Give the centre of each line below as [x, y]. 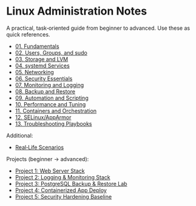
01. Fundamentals [37, 46]
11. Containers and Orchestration [56, 111]
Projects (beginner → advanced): [48, 159]
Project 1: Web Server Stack [50, 171]
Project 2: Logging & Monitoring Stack [63, 177]
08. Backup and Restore [45, 91]
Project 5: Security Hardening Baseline [63, 196]
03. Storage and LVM [42, 59]
